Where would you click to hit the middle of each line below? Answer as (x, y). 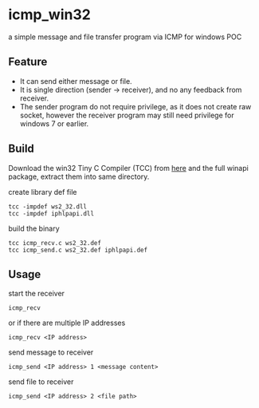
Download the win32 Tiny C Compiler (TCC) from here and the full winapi (128, 168)
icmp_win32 (50, 15)
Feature (28, 62)
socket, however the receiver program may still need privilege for (127, 115)
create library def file (43, 192)
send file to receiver (41, 382)
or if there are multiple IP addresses (67, 323)
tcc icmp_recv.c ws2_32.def (55, 243)
